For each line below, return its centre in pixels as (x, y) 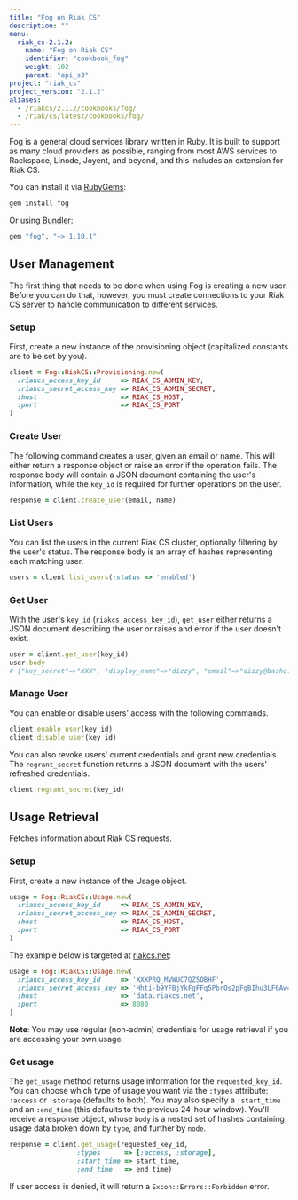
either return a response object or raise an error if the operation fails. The (143, 465)
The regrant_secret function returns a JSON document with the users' (138, 764)
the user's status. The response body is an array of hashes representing (141, 552)
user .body (27, 663)
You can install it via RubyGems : (68, 187)
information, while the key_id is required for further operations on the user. (145, 483)
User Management (62, 264)
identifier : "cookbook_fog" (77, 59)
